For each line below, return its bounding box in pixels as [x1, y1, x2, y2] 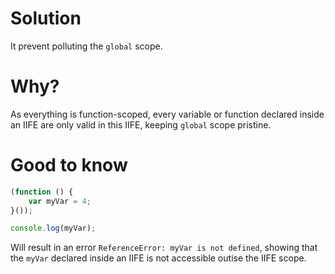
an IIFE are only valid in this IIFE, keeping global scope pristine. [10, 118, 272, 131]
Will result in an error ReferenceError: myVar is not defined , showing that [10, 242, 318, 254]
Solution [10, 7, 82, 30]
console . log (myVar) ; [10, 223, 97, 234]
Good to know [10, 154, 128, 177]
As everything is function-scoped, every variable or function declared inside [10, 108, 325, 120]
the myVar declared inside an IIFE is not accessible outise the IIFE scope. [10, 252, 307, 264]
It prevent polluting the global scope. [10, 40, 163, 52]
